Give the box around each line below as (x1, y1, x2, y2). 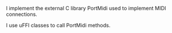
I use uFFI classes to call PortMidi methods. (6, 22, 111, 28)
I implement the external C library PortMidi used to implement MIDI (6, 5, 166, 11)
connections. (6, 11, 38, 18)
